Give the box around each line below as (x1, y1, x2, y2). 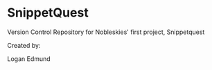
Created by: (7, 41, 41, 49)
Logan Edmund (7, 54, 51, 63)
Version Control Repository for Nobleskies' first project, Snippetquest (7, 28, 205, 36)
